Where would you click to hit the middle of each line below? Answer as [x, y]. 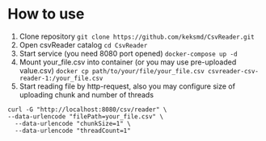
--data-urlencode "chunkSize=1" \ [73, 123]
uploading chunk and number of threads [87, 94]
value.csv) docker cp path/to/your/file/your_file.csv [112, 70]
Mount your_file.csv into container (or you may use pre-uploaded [128, 62]
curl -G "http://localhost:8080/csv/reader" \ [87, 110]
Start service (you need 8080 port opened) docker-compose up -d [128, 53]
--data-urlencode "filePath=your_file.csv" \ [85, 116]
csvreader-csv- [234, 71]
